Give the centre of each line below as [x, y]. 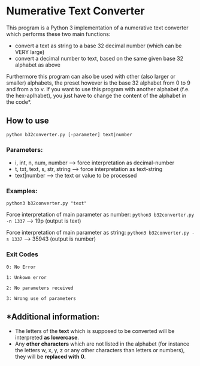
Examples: [22, 191]
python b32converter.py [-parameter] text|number [69, 134]
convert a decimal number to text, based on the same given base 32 [99, 58]
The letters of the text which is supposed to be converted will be [95, 331]
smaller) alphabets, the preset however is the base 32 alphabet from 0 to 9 [98, 83]
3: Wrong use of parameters [41, 298]
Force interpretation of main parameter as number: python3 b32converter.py [100, 215]
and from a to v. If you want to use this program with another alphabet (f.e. [98, 89]
